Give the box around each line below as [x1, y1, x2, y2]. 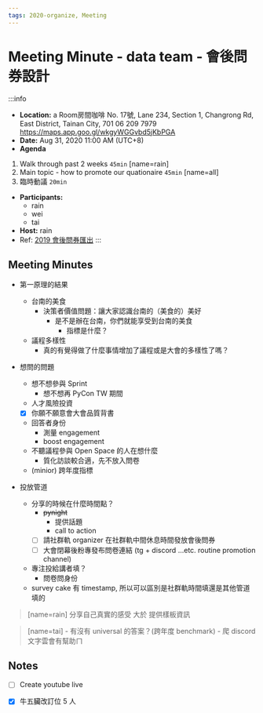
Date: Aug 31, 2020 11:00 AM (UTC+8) [19, 135, 144, 145]
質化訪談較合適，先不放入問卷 [42, 456, 140, 465]
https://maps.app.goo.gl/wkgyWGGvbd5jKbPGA [19, 127, 176, 136]
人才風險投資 [31, 398, 73, 408]
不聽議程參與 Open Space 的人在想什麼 [31, 446, 159, 456]
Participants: [19, 192, 64, 202]
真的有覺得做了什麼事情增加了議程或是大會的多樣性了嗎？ [42, 346, 229, 355]
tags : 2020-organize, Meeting [8, 11, 108, 20]
